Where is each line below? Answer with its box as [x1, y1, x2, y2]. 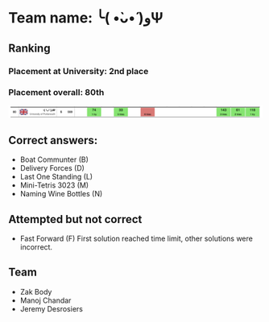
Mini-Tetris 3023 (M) [19, 180, 89, 190]
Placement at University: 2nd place [8, 65, 149, 76]
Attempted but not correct [8, 213, 143, 226]
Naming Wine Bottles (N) [19, 189, 103, 199]
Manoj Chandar [19, 295, 72, 305]
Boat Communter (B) [19, 155, 89, 164]
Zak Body [19, 287, 52, 296]
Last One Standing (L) [19, 172, 93, 182]
